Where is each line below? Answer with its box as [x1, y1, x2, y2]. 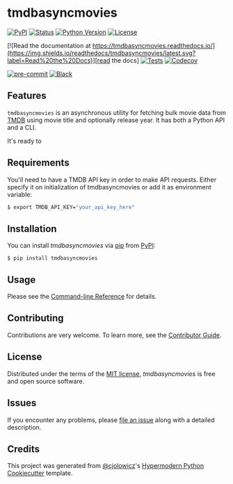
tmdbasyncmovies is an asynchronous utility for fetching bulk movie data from [7, 108, 226, 116]
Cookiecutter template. [7, 469, 73, 478]
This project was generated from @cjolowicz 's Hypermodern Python [7, 462, 204, 470]
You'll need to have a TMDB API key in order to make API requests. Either [7, 175, 217, 184]
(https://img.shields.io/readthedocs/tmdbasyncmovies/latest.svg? [7, 49, 196, 57]
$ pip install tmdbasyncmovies [7, 255, 98, 262]
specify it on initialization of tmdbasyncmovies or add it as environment [7, 182, 212, 191]
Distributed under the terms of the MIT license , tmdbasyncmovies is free [7, 369, 216, 377]
